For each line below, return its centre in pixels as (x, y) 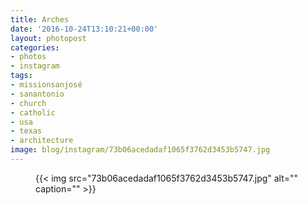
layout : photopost (48, 38)
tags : (21, 76)
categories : (35, 47)
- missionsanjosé (46, 85)
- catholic (33, 112)
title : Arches (40, 19)
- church (28, 103)
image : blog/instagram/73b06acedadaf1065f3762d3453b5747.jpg (140, 150)
